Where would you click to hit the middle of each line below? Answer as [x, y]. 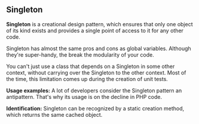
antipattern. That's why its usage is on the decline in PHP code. [84, 97]
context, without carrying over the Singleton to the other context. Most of [96, 72]
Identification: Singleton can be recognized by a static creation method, [95, 108]
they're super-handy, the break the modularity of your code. [80, 55]
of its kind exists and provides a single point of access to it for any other [95, 30]
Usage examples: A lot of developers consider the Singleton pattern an [94, 90]
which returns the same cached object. [54, 114]
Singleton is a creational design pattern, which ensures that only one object [99, 24]
